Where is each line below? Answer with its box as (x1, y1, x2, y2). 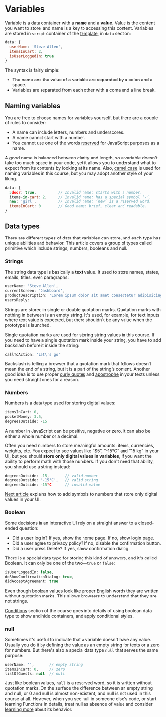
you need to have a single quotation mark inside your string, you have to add (5, 337, 162, 343)
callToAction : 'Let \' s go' (5, 352, 61, 357)
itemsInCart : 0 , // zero (5, 667, 65, 672)
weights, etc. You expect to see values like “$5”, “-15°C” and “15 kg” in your (5, 448, 159, 454)
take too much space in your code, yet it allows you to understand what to (5, 160, 156, 166)
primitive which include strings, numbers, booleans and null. (5, 245, 127, 251)
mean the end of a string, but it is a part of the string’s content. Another (5, 366, 150, 372)
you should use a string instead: (5, 463, 70, 470)
